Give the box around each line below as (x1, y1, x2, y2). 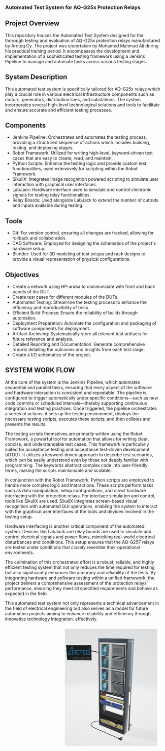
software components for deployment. (12, 325, 90, 331)
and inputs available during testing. (12, 202, 84, 208)
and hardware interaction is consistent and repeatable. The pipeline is (5, 390, 147, 395)
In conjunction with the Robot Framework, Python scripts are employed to (5, 477, 154, 483)
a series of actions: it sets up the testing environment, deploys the (5, 410, 139, 416)
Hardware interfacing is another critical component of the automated (5, 523, 145, 529)
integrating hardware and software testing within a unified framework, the (5, 575, 155, 581)
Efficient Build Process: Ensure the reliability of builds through (12, 310, 138, 316)
